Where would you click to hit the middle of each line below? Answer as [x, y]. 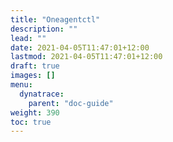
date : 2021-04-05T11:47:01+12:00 [80, 47]
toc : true [31, 122]
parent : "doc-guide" [71, 103]
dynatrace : [42, 94]
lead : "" [28, 38]
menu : [21, 85]
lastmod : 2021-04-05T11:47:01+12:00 [86, 57]
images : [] [33, 76]
